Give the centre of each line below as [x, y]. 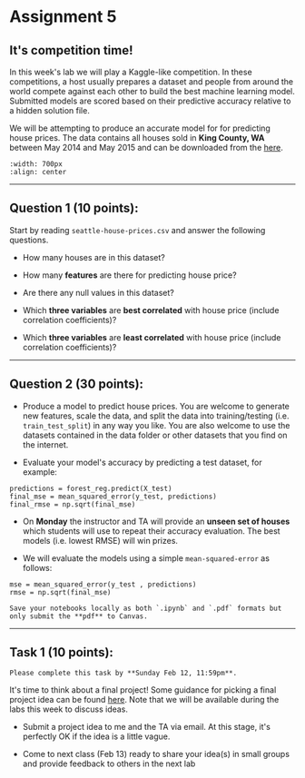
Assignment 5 [63, 17]
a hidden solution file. [50, 110]
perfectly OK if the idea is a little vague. [96, 736]
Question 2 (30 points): [76, 384]
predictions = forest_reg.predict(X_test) [91, 488]
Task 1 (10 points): [61, 652]
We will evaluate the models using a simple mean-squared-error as [146, 558]
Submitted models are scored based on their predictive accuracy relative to [150, 101]
